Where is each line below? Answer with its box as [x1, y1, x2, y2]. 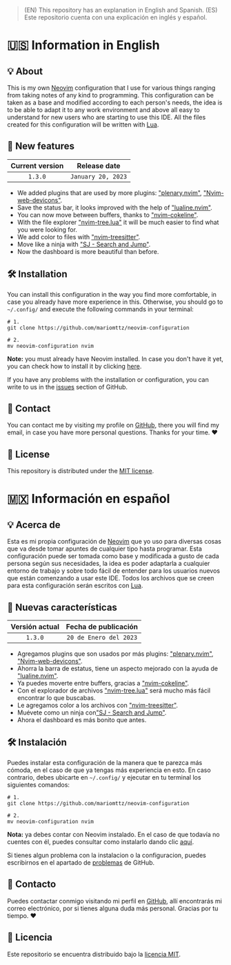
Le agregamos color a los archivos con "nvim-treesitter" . [17, 701, 178, 710]
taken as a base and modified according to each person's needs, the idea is [7, 98, 223, 107]
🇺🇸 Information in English [7, 37, 160, 53]
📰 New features [7, 140, 74, 152]
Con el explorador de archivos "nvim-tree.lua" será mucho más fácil [17, 686, 211, 695]
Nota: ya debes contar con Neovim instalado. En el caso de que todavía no [7, 830, 220, 838]
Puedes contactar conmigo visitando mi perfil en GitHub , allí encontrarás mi [7, 897, 222, 905]
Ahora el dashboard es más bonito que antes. [17, 716, 147, 724]
